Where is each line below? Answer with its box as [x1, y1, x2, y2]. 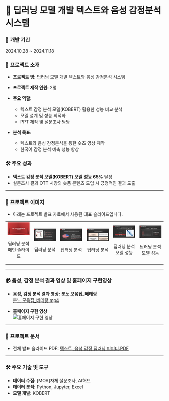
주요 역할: [12, 95, 32, 101]
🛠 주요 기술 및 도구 [5, 364, 49, 371]
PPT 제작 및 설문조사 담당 [20, 119, 70, 125]
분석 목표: [12, 129, 32, 135]
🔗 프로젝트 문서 [5, 333, 40, 340]
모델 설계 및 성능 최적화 [20, 112, 66, 118]
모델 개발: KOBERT [12, 390, 50, 396]
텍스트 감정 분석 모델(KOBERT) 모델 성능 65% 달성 [12, 174, 113, 180]
